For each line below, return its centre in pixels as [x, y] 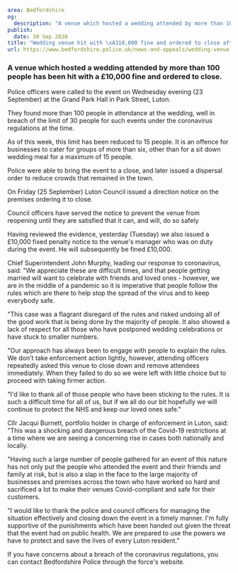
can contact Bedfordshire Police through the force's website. [96, 562]
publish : [20, 30]
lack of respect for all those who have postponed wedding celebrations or [115, 330]
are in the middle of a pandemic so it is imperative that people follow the [113, 286]
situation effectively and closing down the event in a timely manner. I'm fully [118, 518]
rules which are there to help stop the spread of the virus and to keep [108, 293]
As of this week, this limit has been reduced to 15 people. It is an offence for [118, 142]
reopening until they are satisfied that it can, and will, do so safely [103, 221]
